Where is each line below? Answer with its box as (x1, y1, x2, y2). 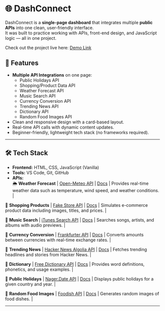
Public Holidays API (19, 77, 59, 83)
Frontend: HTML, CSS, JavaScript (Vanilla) (12, 164, 99, 170)
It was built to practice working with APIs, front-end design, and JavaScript (5, 30, 157, 36)
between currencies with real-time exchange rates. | (5, 237, 111, 243)
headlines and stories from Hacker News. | (5, 252, 92, 257)
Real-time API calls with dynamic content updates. (12, 124, 114, 130)
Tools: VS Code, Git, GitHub (12, 170, 69, 175)
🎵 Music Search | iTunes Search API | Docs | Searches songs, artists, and (5, 217, 155, 223)
